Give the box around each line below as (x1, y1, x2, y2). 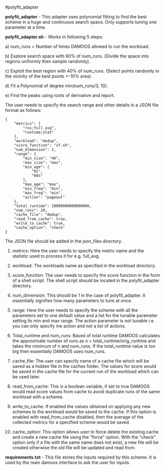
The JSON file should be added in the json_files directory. (5, 238, 123, 244)
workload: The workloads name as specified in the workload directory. (12, 262, 156, 268)
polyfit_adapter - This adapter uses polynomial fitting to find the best (5, 14, 147, 19)
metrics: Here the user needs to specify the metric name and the (12, 248, 144, 254)
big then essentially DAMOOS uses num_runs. (12, 349, 106, 354)
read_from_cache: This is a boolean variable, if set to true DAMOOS (12, 383, 150, 389)
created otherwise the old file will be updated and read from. (12, 445, 136, 450)
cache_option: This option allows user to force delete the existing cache (12, 429, 159, 435)
